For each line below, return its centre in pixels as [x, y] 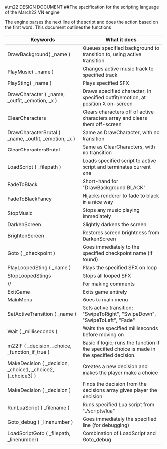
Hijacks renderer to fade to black [121, 196]
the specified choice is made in [119, 349]
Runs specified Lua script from [119, 404]
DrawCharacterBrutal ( [34, 132]
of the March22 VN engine [32, 12]
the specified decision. [109, 355]
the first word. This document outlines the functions [58, 27]
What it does [121, 40]
